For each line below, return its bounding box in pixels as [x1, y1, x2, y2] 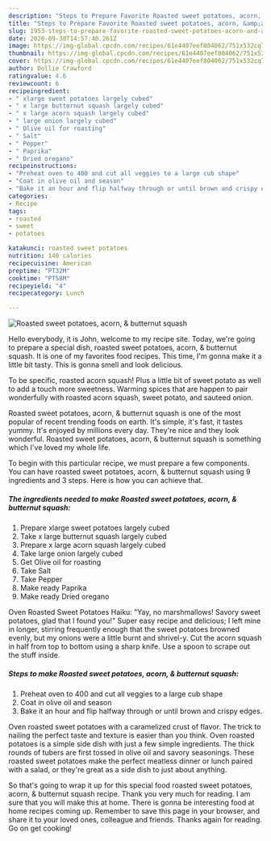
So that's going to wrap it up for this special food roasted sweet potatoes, [8, 780, 252, 790]
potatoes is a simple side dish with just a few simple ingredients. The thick [8, 739, 255, 749]
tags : [8, 207, 27, 215]
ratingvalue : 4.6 [8, 72, 67, 80]
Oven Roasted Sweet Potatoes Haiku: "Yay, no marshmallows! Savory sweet [8, 608, 261, 617]
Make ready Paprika [19, 583, 87, 593]
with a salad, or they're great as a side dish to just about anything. [8, 765, 227, 775]
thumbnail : [8, 49, 45, 57]
